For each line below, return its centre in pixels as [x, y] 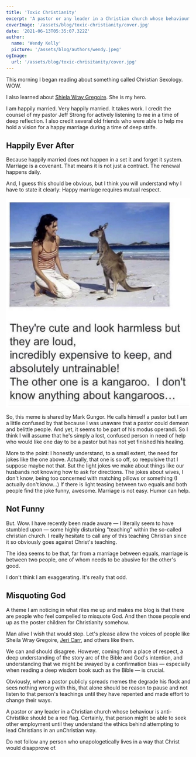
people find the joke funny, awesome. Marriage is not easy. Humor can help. [98, 491]
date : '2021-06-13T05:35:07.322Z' [48, 31]
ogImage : [17, 56]
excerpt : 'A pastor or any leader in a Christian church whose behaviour [98, 18]
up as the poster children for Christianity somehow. [68, 622]
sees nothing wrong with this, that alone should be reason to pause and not [97, 688]
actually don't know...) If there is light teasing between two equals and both [97, 485]
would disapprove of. [31, 748]
